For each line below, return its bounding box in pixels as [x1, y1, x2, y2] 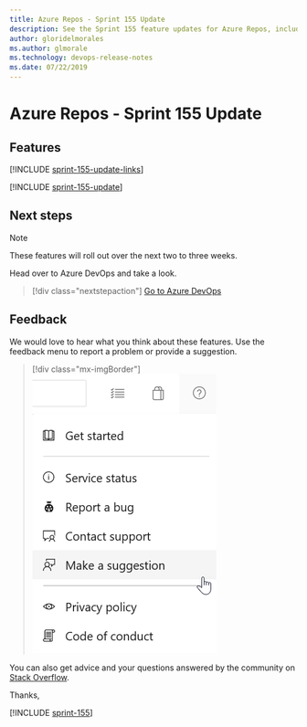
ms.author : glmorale [9, 44, 89, 53]
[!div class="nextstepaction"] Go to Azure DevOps [31, 285, 222, 296]
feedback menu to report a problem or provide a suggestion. [9, 345, 238, 356]
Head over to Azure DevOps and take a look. [9, 268, 177, 279]
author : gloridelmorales [9, 34, 104, 43]
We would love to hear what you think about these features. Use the [9, 336, 265, 347]
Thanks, [9, 690, 40, 701]
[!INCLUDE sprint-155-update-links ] [9, 164, 144, 174]
